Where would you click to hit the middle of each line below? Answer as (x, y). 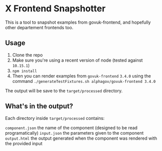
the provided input (24, 143)
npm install (24, 71)
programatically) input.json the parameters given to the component (74, 133)
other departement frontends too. (39, 27)
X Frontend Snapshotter (55, 9)
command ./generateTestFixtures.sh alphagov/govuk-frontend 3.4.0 (84, 81)
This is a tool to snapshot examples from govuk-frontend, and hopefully (78, 22)
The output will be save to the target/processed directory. (64, 91)
